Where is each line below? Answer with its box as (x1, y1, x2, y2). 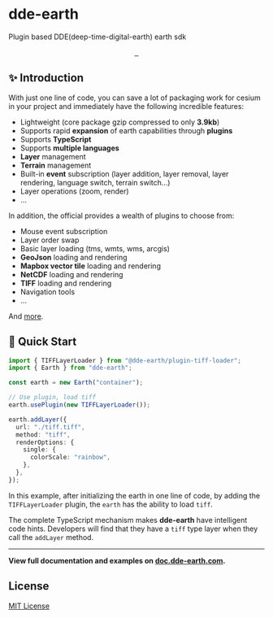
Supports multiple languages (19, 143, 119, 153)
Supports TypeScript (19, 134, 92, 144)
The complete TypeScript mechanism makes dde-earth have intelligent (8, 515, 248, 524)
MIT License (8, 601, 50, 611)
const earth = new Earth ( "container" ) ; (8, 379, 144, 387)
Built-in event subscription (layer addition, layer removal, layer (19, 168, 229, 179)
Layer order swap (19, 235, 80, 245)
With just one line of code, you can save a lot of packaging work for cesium (8, 93, 262, 102)
